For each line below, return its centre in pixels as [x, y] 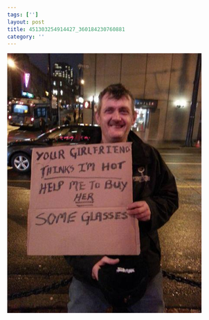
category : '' [26, 37]
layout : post [26, 22]
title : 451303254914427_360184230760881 [66, 29]
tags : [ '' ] [23, 15]
